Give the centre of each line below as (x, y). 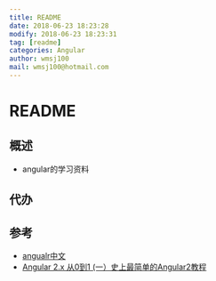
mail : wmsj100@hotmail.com (59, 68)
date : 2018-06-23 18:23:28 (59, 26)
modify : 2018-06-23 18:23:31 (63, 34)
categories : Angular (48, 51)
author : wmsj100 (39, 59)
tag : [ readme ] (36, 42)
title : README (36, 17)
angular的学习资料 (56, 169)
